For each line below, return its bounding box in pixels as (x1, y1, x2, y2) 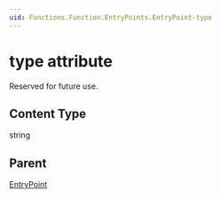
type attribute (9, 51, 114, 71)
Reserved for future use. (9, 81, 99, 91)
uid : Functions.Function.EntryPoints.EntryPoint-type (9, 12, 213, 22)
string (9, 130, 31, 140)
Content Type (9, 106, 87, 121)
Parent (9, 155, 47, 170)
